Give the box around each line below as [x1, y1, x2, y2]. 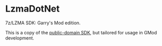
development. [5, 35, 34, 41]
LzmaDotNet [5, 3, 60, 15]
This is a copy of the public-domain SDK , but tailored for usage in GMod [5, 29, 157, 35]
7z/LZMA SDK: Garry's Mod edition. [5, 20, 81, 26]
